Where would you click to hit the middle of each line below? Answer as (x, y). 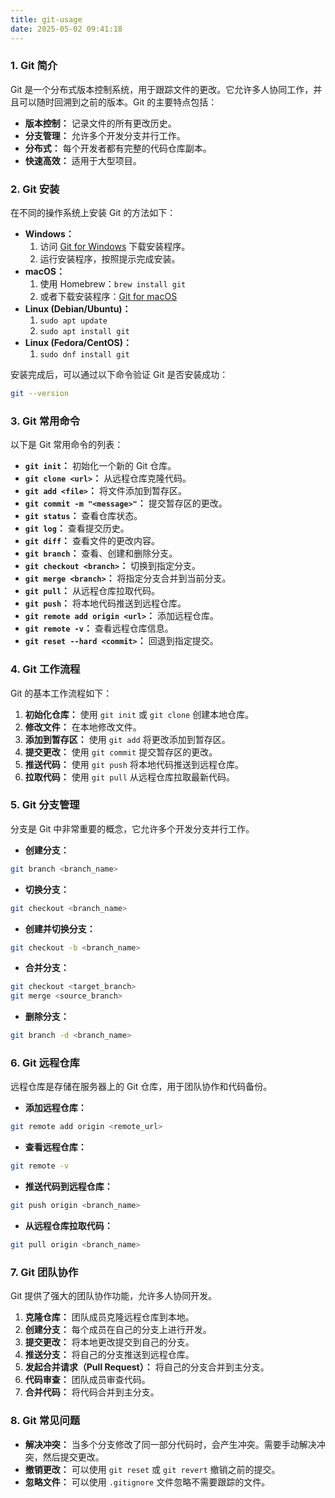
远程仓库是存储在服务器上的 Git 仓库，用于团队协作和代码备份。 (141, 1087)
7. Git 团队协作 (44, 1272)
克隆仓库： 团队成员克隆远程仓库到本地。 (109, 1317)
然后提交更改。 (73, 1457)
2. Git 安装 (35, 189)
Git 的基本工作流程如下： (61, 693)
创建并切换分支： (60, 928)
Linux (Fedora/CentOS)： (78, 343)
